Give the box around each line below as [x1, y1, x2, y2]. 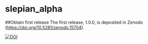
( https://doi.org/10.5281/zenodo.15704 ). [5, 24, 85, 30]
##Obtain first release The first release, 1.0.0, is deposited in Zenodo [5, 19, 143, 25]
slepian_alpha [5, 3, 63, 15]
